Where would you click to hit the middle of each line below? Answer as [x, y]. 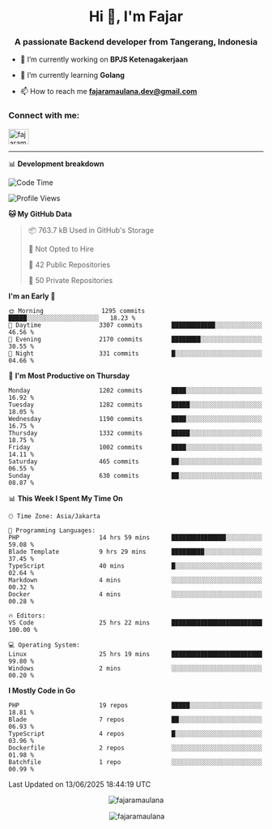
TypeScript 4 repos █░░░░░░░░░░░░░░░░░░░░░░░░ [136, 733]
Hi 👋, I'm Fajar [136, 17]
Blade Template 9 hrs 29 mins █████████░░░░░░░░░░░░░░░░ [136, 552]
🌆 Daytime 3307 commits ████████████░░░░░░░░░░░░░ [136, 325]
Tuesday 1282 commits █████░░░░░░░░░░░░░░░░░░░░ [136, 405]
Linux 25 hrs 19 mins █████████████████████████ [136, 654]
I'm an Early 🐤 [32, 296]
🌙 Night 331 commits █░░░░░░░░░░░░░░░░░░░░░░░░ [136, 353]
